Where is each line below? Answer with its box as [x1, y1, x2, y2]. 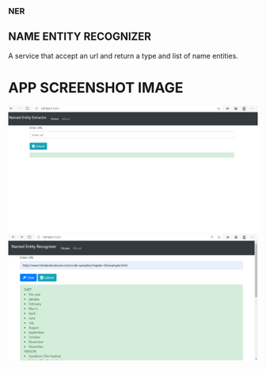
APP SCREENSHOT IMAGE [8, 78, 184, 97]
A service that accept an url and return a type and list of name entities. [8, 51, 239, 60]
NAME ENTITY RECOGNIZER [8, 30, 152, 44]
